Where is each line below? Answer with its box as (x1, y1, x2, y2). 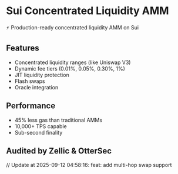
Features (6, 43, 39, 53)
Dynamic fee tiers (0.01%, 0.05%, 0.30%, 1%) (14, 65, 125, 72)
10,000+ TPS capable (14, 122, 67, 130)
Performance (6, 101, 56, 111)
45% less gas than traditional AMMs (14, 116, 103, 123)
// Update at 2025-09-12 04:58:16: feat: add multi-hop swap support (6, 162, 172, 169)
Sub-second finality (14, 129, 63, 136)
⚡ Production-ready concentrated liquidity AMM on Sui (6, 24, 139, 31)
